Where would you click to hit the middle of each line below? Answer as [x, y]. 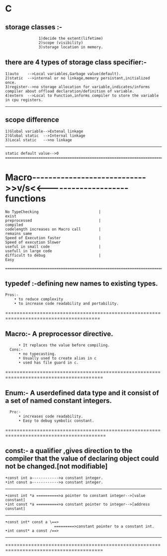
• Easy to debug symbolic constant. [56, 421]
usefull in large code [29, 251]
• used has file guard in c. [48, 363]
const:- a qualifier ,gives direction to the [69, 451]
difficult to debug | [53, 255]
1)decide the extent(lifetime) [71, 38]
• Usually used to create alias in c [57, 359]
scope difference [32, 120]
